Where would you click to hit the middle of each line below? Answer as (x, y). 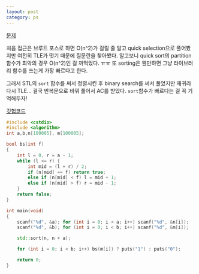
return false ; (34, 194)
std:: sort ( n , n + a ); (44, 238)
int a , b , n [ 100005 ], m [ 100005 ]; (45, 133)
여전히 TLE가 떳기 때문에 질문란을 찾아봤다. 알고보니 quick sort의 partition (104, 55)
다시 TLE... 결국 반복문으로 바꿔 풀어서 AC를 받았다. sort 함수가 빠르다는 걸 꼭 (97, 91)
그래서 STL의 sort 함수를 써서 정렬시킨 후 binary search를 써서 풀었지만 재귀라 (99, 83)
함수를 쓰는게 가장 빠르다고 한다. (50, 70)
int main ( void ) (25, 210)
